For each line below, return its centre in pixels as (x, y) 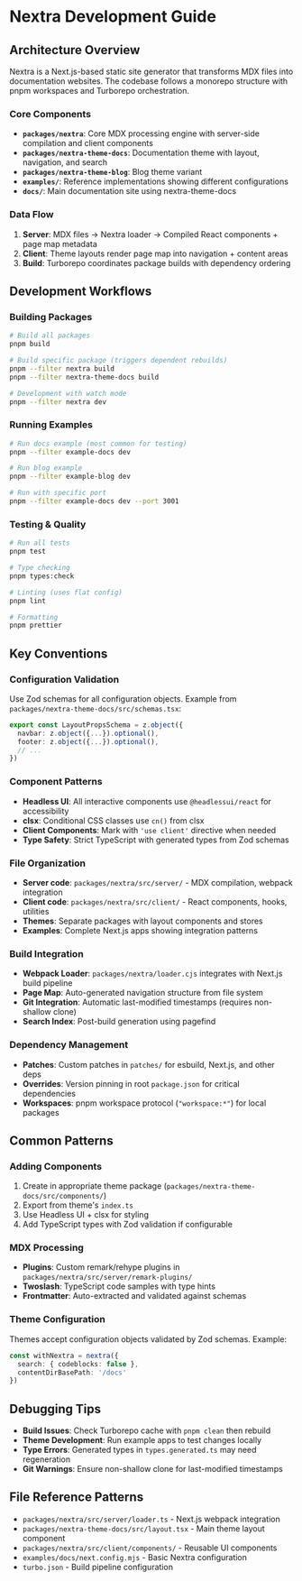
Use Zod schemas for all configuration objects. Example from (123, 699)
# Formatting (34, 617)
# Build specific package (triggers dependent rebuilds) (119, 361)
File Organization (47, 863)
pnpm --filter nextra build (62, 368)
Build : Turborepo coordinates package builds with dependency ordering (156, 262)
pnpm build (30, 345)
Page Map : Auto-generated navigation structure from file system (143, 993)
